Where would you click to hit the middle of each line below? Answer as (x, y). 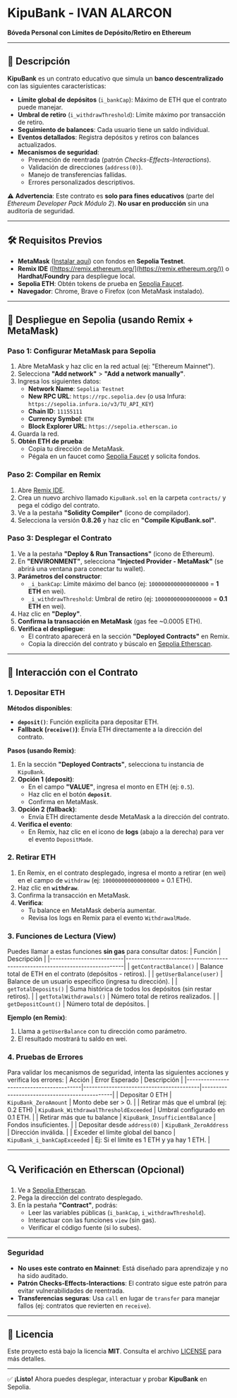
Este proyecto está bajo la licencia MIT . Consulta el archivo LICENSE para (115, 1351)
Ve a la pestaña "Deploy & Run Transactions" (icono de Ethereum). (116, 554)
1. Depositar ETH (36, 693)
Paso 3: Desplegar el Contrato (60, 538)
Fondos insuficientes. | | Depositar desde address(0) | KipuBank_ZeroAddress (118, 1125)
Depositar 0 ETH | (146, 1095)
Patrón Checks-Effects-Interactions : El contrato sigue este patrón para (122, 1283)
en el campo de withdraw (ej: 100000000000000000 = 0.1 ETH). (105, 880)
